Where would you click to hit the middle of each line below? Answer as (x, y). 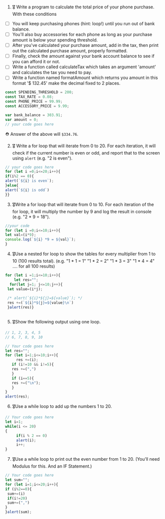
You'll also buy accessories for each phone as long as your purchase (82, 35)
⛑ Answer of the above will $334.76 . (42, 134)
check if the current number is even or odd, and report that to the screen (86, 153)
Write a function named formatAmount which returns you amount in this (85, 78)
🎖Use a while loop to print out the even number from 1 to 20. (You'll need (86, 459)
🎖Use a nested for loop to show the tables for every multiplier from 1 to (84, 254)
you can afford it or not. (36, 62)
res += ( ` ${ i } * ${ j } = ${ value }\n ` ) (40, 303)
